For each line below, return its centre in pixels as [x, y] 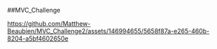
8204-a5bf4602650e [38, 38]
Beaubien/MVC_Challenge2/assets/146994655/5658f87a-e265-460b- [108, 31]
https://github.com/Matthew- [49, 23]
